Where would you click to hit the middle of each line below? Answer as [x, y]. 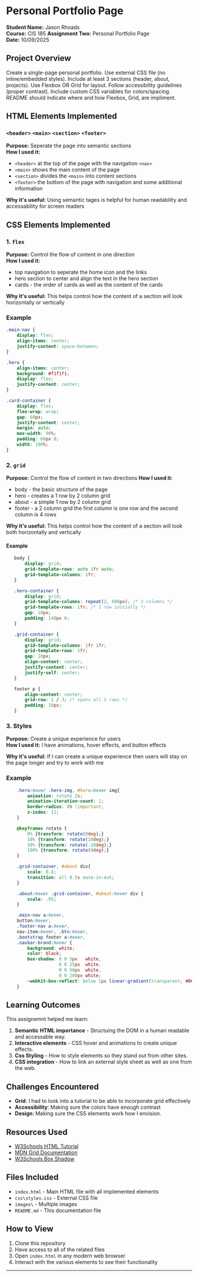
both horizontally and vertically [44, 532]
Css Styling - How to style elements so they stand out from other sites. [101, 1056]
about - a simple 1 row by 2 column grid [62, 502]
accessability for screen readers [45, 206]
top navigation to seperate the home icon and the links [81, 272]
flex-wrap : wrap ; [38, 411]
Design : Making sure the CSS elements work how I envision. [88, 1114]
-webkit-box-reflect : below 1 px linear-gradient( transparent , [105, 981]
